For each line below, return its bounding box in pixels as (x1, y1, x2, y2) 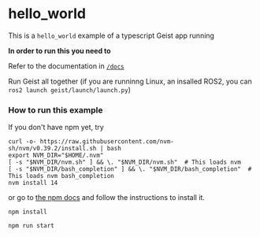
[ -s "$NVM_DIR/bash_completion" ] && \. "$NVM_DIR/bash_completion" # (8, 165, 252, 173)
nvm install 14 (8, 179, 58, 187)
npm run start (8, 222, 55, 230)
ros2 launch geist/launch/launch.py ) (8, 84, 132, 94)
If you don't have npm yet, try (8, 123, 104, 132)
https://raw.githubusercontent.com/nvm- (39, 138, 175, 146)
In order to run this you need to (8, 46, 112, 55)
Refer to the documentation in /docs (8, 61, 124, 71)
